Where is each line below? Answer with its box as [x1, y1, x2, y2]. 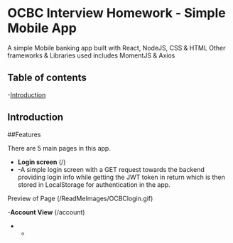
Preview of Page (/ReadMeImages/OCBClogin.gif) [7, 194, 153, 202]
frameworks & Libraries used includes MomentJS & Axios [7, 51, 175, 60]
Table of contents [7, 72, 87, 84]
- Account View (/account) [7, 207, 85, 216]
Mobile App [7, 20, 77, 36]
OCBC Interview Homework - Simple [7, 5, 226, 21]
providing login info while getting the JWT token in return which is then [17, 173, 225, 181]
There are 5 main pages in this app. [7, 144, 112, 152]
